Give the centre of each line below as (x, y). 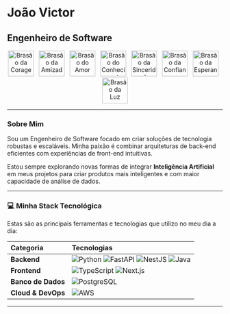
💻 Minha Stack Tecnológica (55, 206)
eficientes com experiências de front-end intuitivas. (80, 154)
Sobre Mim (26, 123)
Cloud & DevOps (38, 293)
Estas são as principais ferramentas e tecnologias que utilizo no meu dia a (112, 224)
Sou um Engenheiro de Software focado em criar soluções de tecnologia (110, 139)
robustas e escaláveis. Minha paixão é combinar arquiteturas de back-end (112, 146)
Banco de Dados (38, 281)
